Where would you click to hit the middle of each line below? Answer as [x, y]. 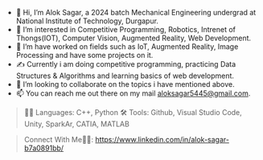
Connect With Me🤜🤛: [59, 139]
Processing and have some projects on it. [84, 55]
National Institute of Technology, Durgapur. [87, 21]
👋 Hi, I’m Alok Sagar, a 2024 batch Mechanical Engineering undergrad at [136, 12]
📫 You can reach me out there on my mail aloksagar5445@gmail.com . [133, 93]
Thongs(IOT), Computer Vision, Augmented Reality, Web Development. [134, 38]
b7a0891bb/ [44, 148]
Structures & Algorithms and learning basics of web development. [125, 76]
